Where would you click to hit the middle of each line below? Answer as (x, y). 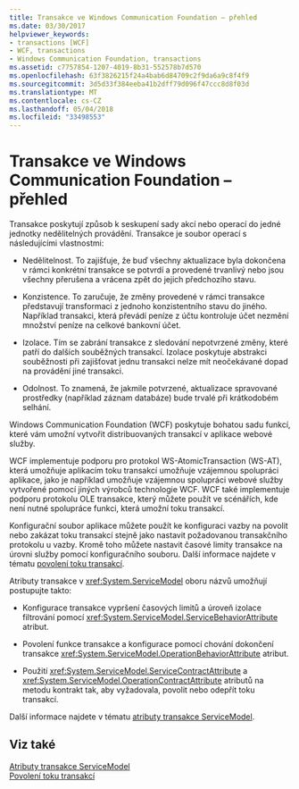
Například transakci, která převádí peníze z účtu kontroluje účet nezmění (155, 316)
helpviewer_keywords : (50, 34)
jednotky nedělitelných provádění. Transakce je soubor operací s (128, 234)
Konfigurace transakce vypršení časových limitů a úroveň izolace (141, 608)
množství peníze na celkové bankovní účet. (101, 325)
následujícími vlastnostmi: (57, 243)
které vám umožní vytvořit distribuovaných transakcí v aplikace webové (141, 434)
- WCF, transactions (48, 51)
